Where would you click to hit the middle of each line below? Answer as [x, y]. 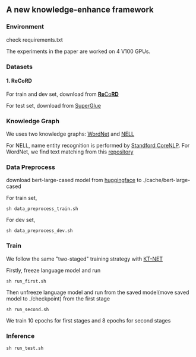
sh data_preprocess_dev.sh [39, 231]
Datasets [19, 67]
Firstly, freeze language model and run [53, 270]
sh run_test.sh [25, 348]
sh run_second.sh [28, 309]
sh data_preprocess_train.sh [42, 209]
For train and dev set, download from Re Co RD [62, 94]
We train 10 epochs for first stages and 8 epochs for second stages [88, 320]
